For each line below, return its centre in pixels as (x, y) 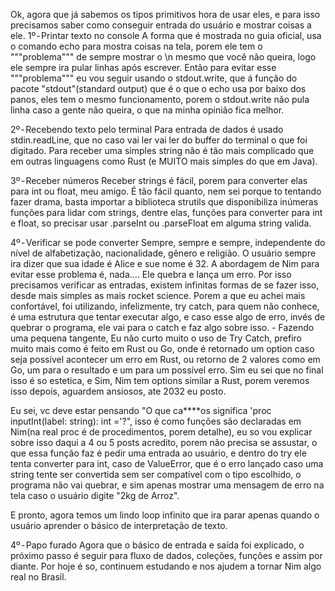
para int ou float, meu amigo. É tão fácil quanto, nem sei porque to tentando (166, 191)
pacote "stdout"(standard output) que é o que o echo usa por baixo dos (158, 88)
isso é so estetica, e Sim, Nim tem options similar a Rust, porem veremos (160, 380)
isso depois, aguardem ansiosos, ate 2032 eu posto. (118, 391)
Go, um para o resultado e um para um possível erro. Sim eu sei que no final (167, 370)
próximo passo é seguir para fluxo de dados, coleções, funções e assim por (166, 555)
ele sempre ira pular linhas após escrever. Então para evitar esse (143, 67)
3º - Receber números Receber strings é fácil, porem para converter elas (159, 180)
